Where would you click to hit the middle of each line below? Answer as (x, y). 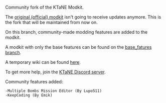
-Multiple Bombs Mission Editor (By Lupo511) (53, 91)
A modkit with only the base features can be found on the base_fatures (78, 47)
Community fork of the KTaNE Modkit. (44, 7)
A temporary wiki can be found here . (43, 62)
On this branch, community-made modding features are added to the (76, 32)
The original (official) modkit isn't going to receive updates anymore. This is (83, 17)
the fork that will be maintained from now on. (51, 22)
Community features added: (34, 82)
